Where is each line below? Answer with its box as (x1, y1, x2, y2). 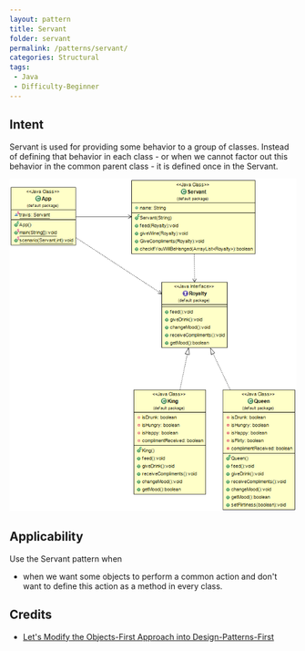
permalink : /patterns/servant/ (9, 44, 128, 53)
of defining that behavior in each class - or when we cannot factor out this (9, 150, 289, 161)
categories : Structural (9, 53, 100, 63)
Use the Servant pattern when (9, 553, 123, 564)
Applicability (9, 529, 84, 544)
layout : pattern (9, 15, 71, 24)
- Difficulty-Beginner (13, 82, 100, 91)
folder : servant (9, 34, 71, 43)
